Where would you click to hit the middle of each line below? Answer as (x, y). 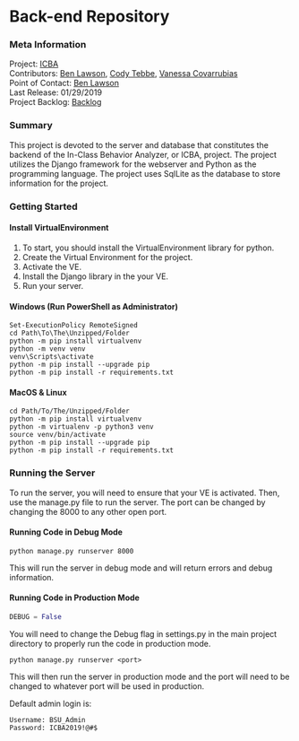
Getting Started (43, 206)
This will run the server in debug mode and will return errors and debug (141, 568)
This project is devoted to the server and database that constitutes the (139, 144)
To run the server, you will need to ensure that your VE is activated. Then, (145, 493)
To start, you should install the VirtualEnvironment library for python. (148, 248)
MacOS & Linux (38, 392)
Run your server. (52, 285)
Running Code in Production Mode (75, 597)
